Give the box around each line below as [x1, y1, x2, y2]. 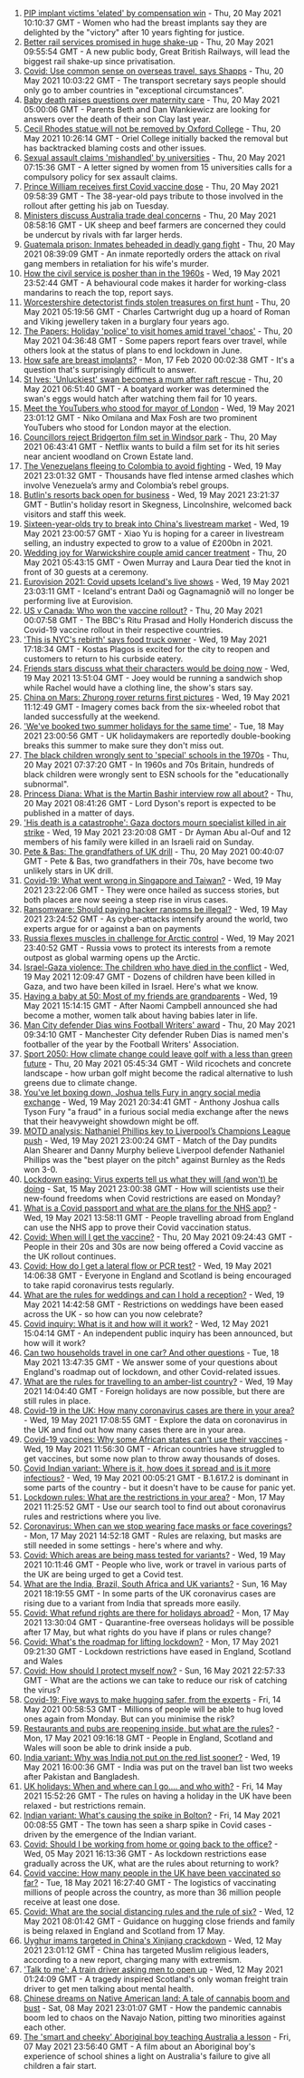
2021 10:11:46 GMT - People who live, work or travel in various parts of [23, 1559, 287, 1570]
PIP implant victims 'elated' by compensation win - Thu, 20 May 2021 [23, 8, 281, 18]
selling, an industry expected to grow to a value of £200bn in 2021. [23, 538, 273, 548]
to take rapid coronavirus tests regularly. [23, 1280, 175, 1291]
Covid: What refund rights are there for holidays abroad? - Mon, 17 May [23, 1607, 290, 1618]
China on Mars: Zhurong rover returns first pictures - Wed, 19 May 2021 [23, 692, 290, 702]
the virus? [23, 1684, 62, 1695]
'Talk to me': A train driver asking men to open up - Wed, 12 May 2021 [23, 1964, 283, 1975]
